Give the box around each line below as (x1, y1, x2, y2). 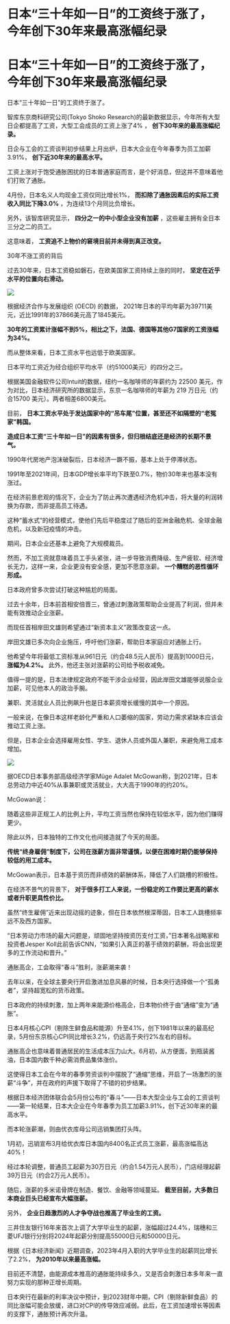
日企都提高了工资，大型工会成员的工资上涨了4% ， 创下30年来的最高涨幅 (7, 121, 214, 130)
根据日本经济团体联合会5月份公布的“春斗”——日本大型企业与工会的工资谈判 (7, 1093, 220, 1101)
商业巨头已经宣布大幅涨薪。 (12, 1195, 91, 1203)
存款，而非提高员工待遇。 (18, 501, 91, 510)
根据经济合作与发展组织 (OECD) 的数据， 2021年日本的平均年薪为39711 (7, 302, 207, 310)
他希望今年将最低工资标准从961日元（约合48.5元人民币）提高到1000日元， (7, 652, 218, 661)
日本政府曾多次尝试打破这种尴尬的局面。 (7, 586, 121, 594)
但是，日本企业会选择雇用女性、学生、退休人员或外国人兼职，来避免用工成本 (7, 736, 223, 745)
